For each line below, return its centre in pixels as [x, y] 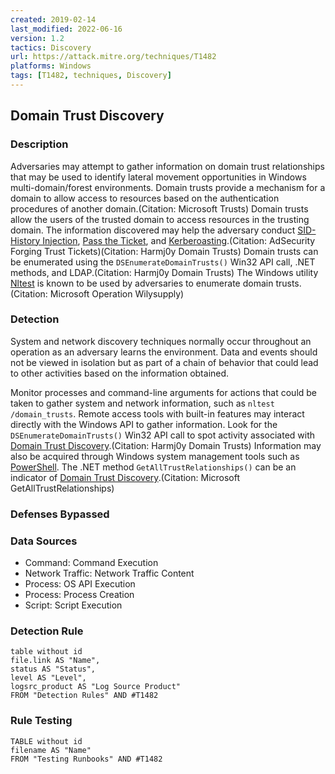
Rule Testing [41, 721]
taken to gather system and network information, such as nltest [142, 403]
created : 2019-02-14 [53, 19]
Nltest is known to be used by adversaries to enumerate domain [142, 283]
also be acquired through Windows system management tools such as [155, 456]
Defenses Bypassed [60, 514]
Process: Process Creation [79, 595]
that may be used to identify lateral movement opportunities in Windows [158, 177]
